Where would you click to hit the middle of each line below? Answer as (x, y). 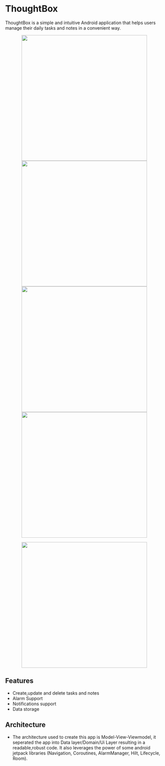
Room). (20, 758)
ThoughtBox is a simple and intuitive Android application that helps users (80, 23)
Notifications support (34, 704)
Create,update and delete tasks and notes (56, 693)
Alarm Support (28, 698)
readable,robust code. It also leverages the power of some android (81, 747)
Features (19, 681)
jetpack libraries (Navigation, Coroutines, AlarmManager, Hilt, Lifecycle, (86, 753)
